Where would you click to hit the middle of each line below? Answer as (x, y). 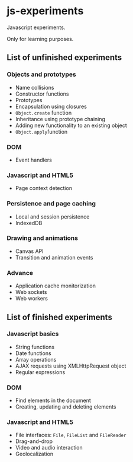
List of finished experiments (60, 317)
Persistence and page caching (51, 204)
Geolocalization (34, 454)
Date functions (33, 353)
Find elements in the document (53, 401)
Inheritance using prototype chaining (60, 119)
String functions (35, 347)
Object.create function (43, 113)
